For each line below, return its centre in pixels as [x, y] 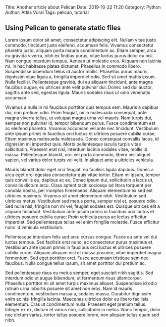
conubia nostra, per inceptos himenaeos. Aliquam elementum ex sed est [79, 190]
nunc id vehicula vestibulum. [34, 227]
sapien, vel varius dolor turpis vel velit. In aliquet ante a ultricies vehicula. [80, 160]
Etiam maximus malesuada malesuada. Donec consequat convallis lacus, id [82, 139]
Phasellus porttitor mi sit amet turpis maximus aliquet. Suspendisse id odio [81, 283]
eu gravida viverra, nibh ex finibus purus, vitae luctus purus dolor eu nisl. [80, 55]
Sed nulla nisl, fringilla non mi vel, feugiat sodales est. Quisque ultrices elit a [83, 206]
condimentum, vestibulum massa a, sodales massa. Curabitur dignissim [78, 293]
